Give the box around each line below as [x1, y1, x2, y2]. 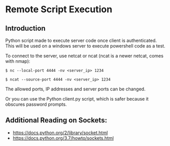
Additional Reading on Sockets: [5, 116, 107, 125]
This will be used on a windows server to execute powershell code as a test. [5, 43, 166, 49]
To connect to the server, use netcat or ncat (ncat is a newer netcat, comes [5, 53, 164, 59]
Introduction [5, 24, 46, 33]
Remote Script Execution [5, 4, 112, 15]
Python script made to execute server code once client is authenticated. [5, 37, 157, 43]
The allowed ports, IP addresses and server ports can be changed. [5, 86, 145, 92]
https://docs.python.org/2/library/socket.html [12, 129, 108, 136]
